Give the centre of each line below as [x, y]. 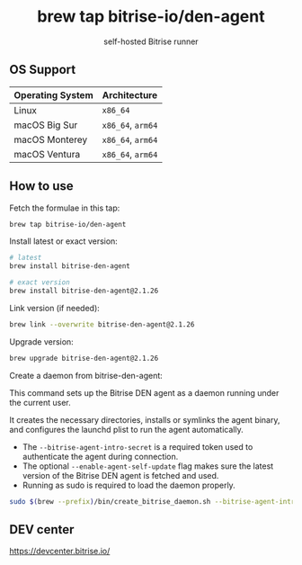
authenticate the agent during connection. [100, 456]
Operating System [53, 94]
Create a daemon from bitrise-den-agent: [86, 375]
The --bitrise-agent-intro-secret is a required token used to [138, 446]
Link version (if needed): [55, 308]
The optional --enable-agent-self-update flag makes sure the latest [148, 466]
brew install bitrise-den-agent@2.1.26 [84, 291]
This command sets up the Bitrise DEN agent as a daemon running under [144, 392]
